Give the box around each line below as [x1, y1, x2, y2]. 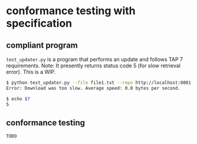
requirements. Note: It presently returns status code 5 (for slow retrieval [6, 62, 181, 69]
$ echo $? [6, 96, 31, 102]
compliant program [6, 40, 78, 50]
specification [6, 17, 73, 30]
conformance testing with [6, 4, 136, 18]
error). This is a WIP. [6, 68, 56, 75]
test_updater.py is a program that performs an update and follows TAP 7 [6, 56, 183, 63]
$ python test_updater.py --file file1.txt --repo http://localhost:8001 [6, 80, 192, 86]
